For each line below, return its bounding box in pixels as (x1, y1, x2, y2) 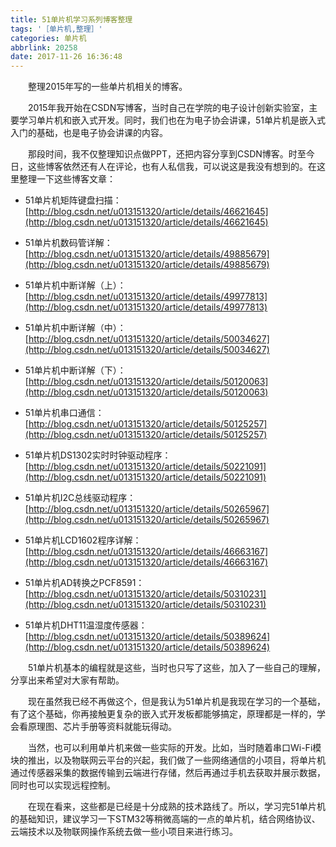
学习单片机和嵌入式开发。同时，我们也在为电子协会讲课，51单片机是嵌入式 (18, 114, 326, 126)
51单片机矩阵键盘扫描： (24, 194, 122, 206)
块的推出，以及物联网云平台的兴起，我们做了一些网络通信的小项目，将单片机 (10, 754, 326, 766)
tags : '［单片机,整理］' (10, 24, 103, 34)
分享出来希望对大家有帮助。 (10, 674, 125, 686)
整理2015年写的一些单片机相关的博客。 (27, 81, 188, 93)
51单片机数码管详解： (24, 237, 113, 249)
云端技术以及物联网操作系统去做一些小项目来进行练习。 (10, 826, 238, 838)
